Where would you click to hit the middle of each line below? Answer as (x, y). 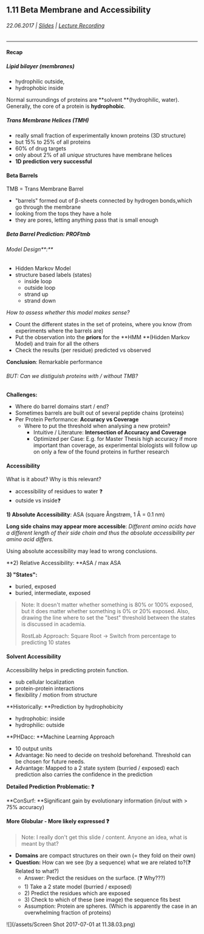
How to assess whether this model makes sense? (68, 312)
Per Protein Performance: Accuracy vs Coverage (77, 420)
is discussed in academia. (53, 624)
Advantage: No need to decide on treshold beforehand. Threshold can (103, 755)
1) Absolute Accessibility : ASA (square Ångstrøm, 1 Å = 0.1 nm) (86, 514)
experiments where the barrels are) (59, 331)
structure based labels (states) (53, 275)
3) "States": (22, 575)
